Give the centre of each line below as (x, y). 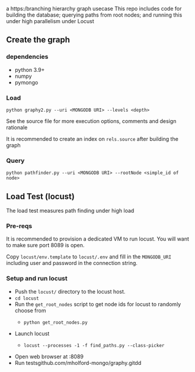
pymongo (26, 82)
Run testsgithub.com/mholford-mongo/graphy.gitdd (78, 362)
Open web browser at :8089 (49, 357)
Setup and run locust (37, 279)
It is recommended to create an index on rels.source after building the (92, 138)
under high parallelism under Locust (50, 21)
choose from (30, 310)
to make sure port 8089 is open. (45, 245)
